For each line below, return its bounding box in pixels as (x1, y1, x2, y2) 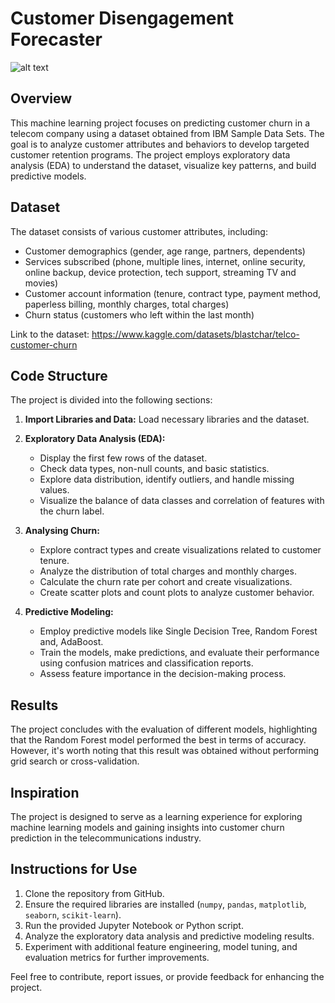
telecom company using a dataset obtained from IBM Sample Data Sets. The (10, 127, 325, 139)
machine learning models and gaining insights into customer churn (10, 822, 285, 833)
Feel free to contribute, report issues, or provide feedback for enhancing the (10, 970, 325, 982)
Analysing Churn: (24, 525, 100, 537)
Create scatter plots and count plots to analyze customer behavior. (39, 587, 315, 599)
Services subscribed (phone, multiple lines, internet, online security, (24, 255, 306, 267)
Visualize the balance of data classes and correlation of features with (39, 495, 325, 507)
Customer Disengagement (10, 7, 235, 30)
